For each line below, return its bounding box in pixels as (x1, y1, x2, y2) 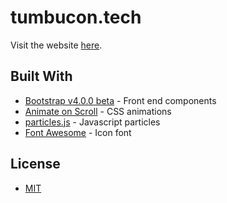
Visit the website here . (10, 39, 103, 51)
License (10, 156, 61, 173)
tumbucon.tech (10, 6, 142, 29)
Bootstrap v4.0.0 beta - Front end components (24, 94, 217, 106)
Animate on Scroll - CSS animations (24, 105, 172, 117)
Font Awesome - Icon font (24, 126, 132, 138)
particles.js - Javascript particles (24, 116, 161, 128)
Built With (10, 68, 73, 85)
